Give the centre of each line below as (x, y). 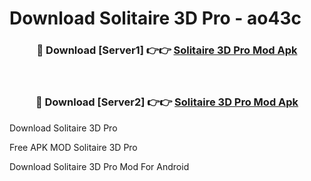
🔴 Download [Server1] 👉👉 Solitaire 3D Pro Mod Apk (167, 50)
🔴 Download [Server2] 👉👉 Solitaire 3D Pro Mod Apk (167, 102)
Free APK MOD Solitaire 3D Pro (73, 147)
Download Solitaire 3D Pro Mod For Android (99, 166)
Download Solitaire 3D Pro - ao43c (155, 18)
